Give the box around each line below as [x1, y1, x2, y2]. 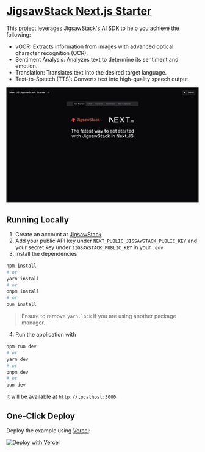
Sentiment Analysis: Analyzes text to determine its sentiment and [15, 56, 179, 63]
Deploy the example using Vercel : [6, 427, 91, 434]
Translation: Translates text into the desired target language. [15, 68, 167, 76]
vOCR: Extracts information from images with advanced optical [15, 43, 174, 50]
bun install [6, 301, 37, 308]
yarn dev [6, 356, 29, 362]
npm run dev [6, 343, 37, 349]
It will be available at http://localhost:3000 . [6, 393, 118, 401]
